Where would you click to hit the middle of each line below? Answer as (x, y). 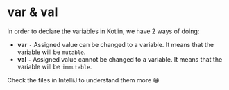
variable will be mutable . (51, 52)
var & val (33, 12)
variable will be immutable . (54, 66)
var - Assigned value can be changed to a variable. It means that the (116, 44)
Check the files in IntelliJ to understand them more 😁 (83, 80)
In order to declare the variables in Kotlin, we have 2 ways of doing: (103, 31)
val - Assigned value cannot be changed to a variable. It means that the (120, 59)
